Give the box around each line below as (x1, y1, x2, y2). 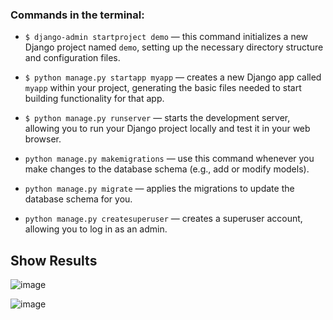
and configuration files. (24, 52, 121, 64)
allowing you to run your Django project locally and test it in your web (24, 123, 311, 135)
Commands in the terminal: (10, 8, 145, 22)
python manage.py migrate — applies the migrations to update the (24, 183, 295, 195)
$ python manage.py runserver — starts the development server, (24, 112, 291, 124)
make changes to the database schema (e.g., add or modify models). (24, 163, 310, 175)
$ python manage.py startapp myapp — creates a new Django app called (24, 71, 322, 83)
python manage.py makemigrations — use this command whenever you (24, 153, 315, 165)
